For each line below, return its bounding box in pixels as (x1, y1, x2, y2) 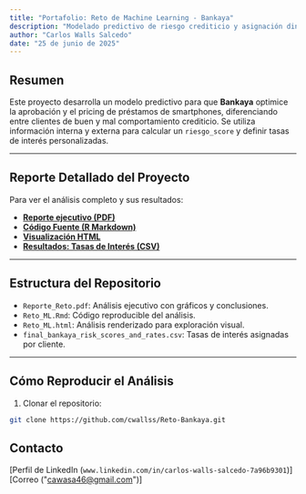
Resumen (9, 72, 65, 87)
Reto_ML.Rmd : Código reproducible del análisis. (22, 309, 196, 320)
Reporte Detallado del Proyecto (9, 170, 190, 186)
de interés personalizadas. (9, 136, 109, 146)
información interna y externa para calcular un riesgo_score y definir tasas (9, 126, 290, 136)
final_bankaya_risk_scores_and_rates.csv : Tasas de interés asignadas (22, 328, 290, 339)
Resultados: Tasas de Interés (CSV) (22, 240, 160, 251)
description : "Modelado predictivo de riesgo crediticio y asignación (9, 22, 283, 31)
